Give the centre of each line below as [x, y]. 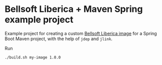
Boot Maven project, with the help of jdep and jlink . [59, 39]
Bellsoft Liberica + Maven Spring [74, 9]
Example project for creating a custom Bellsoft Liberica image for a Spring [81, 33]
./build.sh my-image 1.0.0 [33, 57]
